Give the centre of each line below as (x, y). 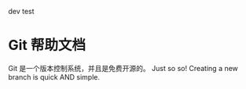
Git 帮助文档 (47, 45)
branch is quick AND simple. (54, 77)
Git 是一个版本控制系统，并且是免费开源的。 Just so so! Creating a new (123, 68)
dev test (21, 11)
